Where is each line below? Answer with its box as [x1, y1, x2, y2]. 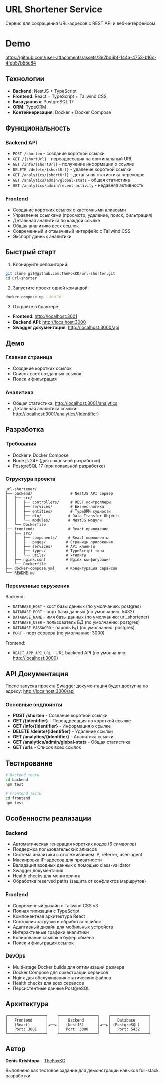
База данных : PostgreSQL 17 [12, 98, 74, 104]
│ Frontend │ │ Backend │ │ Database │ [5, 1017, 151, 1023]
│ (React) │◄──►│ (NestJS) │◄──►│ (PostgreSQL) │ [5, 1022, 151, 1027]
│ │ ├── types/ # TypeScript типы [5, 548, 104, 554]
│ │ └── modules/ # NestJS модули [5, 518, 102, 523]
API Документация [5, 669, 69, 678]
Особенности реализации [5, 814, 91, 822]
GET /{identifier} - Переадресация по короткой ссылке [12, 718, 131, 724]
